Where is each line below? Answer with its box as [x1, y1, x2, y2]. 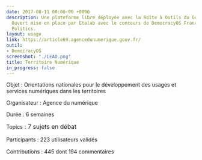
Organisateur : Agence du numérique [6, 99, 98, 106]
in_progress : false [6, 64, 55, 71]
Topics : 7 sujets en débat [6, 123, 77, 131]
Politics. [11, 25, 36, 32]
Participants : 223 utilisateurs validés [6, 136, 98, 143]
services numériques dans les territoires [6, 88, 106, 95]
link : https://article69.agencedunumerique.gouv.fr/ [6, 37, 141, 43]
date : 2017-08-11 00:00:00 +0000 [6, 8, 90, 15]
